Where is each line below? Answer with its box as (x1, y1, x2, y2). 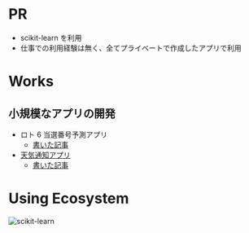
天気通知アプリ (20, 150, 71, 160)
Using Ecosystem (8, 189, 129, 208)
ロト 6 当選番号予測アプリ (20, 130, 108, 139)
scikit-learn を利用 (20, 33, 82, 42)
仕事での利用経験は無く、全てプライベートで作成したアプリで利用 (20, 42, 242, 53)
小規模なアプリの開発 (8, 107, 116, 121)
